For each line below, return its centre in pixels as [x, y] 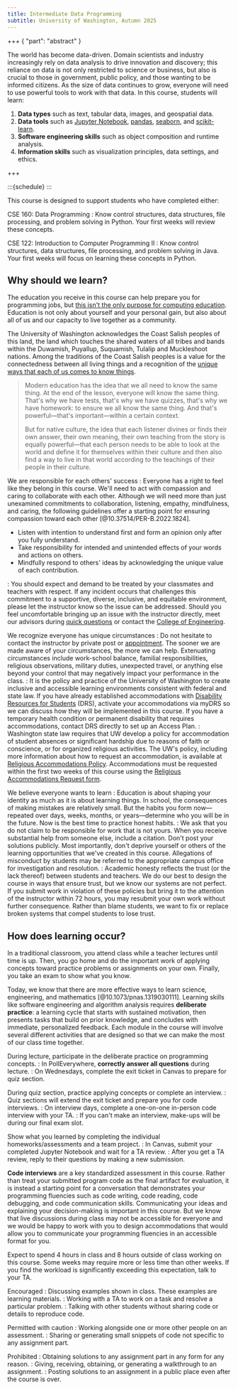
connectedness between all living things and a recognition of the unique [113, 364]
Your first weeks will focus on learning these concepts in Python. [102, 258]
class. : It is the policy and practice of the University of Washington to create [119, 681]
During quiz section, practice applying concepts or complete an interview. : [117, 1093]
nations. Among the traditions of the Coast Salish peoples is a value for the [116, 357]
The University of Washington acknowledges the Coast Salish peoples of [114, 334]
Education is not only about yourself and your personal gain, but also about [117, 313]
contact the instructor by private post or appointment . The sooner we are [114, 643]
